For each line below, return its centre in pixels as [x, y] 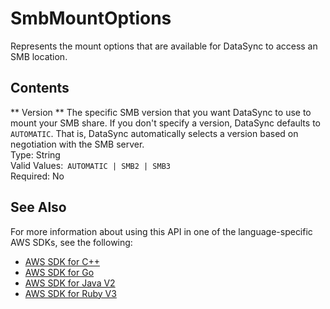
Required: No [37, 176]
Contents [40, 88]
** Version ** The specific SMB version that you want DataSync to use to [161, 112]
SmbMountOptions [91, 18]
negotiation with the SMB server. [77, 144]
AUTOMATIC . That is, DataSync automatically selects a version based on [154, 133]
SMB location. [39, 56]
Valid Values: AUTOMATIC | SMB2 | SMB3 [90, 165]
